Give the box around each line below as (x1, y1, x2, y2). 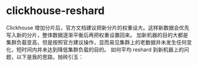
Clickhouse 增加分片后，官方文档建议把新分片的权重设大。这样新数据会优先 (6, 24, 190, 31)
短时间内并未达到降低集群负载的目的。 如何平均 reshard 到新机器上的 (16, 46, 184, 53)
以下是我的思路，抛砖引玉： (16, 53, 84, 60)
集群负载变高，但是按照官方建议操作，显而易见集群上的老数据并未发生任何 (6, 39, 187, 46)
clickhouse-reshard (6, 4, 105, 18)
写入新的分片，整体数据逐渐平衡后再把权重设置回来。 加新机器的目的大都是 (6, 31, 189, 39)
